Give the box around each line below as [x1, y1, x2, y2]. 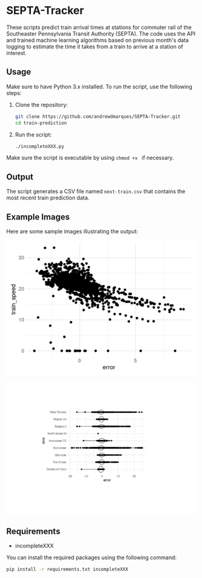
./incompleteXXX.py [15, 143, 65, 149]
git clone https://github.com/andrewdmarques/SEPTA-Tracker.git [15, 113, 181, 120]
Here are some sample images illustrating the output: [6, 228, 138, 235]
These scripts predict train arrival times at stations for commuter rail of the [6, 24, 192, 31]
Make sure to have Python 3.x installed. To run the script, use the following [6, 83, 192, 90]
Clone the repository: [15, 101, 68, 108]
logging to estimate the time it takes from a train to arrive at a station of [6, 43, 183, 50]
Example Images [6, 212, 70, 222]
